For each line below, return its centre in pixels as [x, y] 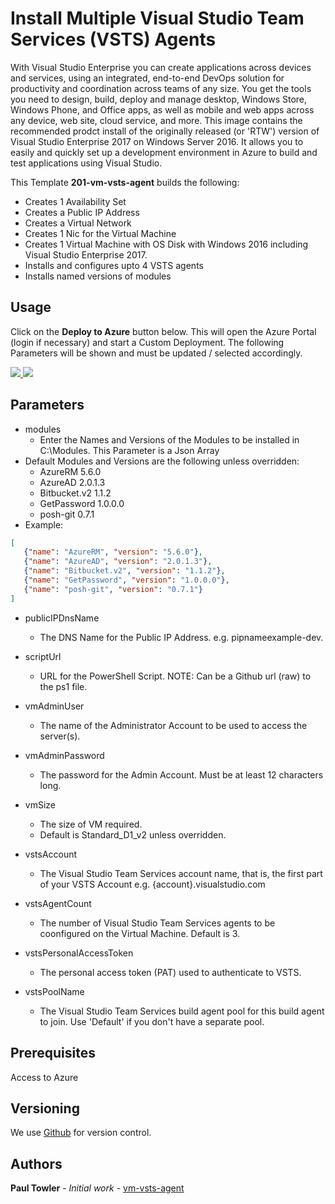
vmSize [40, 804]
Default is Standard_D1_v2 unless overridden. [133, 834]
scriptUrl [43, 656]
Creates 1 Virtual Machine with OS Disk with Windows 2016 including [166, 244]
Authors [36, 1163]
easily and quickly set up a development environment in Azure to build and [164, 152]
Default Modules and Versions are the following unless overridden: [162, 461]
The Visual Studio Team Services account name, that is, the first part [181, 873]
